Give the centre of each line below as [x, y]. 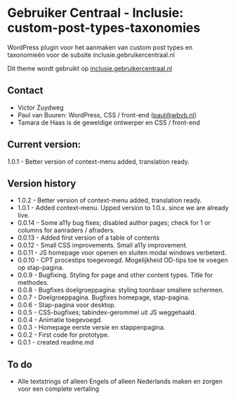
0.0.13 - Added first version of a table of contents [88, 238]
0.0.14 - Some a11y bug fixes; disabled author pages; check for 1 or [114, 223]
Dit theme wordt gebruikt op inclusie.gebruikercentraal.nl [90, 68]
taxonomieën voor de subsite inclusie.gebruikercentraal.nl [91, 55]
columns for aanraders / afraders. [66, 231]
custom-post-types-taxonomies [104, 28]
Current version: [44, 144]
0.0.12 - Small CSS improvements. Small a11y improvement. [103, 245]
